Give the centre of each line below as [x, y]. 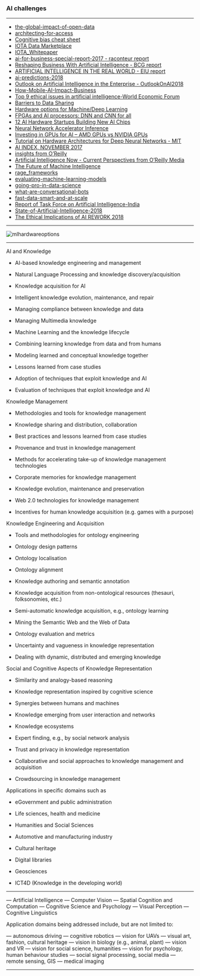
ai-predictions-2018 [39, 78]
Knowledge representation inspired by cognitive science [84, 692]
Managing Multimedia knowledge [56, 321]
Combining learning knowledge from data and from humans [88, 344]
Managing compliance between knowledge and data [79, 309]
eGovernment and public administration [63, 802]
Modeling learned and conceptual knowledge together [82, 356]
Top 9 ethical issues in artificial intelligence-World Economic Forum [97, 97]
